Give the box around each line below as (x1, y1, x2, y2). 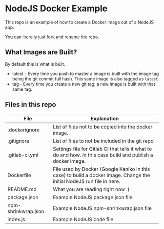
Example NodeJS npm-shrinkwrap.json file (53, 204, 152, 211)
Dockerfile (7, 172, 32, 178)
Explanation (90, 115, 119, 122)
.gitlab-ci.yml (7, 152, 39, 158)
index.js (7, 216, 25, 223)
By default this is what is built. (5, 61, 65, 67)
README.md (7, 186, 37, 193)
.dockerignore (7, 126, 40, 133)
